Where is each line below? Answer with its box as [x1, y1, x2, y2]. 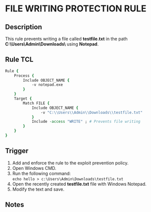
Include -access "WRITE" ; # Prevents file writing [31, 119, 141, 124]
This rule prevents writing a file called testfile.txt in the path [5, 36, 128, 42]
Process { [14, 73, 35, 78]
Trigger [5, 147, 29, 155]
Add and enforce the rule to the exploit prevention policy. [12, 159, 129, 166]
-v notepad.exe [31, 82, 63, 87]
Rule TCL [5, 55, 34, 64]
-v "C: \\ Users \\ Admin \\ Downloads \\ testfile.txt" [40, 110, 143, 115]
